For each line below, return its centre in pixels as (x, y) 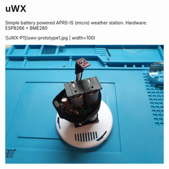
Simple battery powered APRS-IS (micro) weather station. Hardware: (76, 23)
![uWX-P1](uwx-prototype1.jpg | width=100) (50, 38)
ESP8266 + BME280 (26, 28)
